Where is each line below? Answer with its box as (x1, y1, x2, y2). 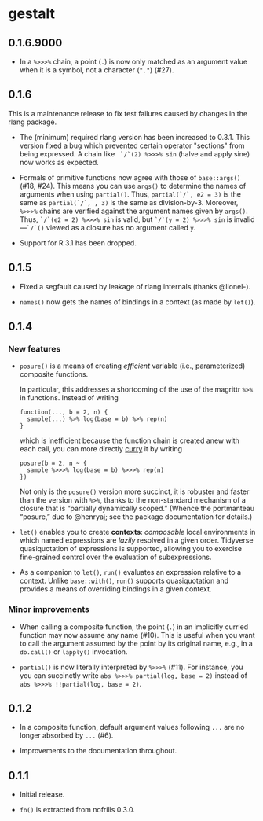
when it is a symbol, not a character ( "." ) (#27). (19, 65, 174, 75)
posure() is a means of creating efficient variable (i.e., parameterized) (19, 361, 246, 370)
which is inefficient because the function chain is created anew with (19, 436, 239, 445)
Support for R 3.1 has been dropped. (19, 237, 137, 248)
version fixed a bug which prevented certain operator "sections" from (19, 141, 245, 150)
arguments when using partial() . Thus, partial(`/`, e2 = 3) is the (19, 190, 242, 199)
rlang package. (8, 117, 57, 127)
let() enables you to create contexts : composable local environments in (19, 528, 256, 537)
